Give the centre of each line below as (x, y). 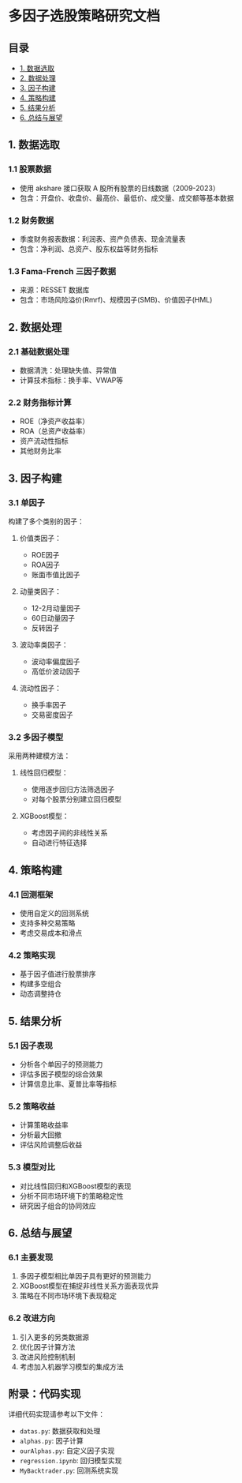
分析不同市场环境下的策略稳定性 (71, 1196)
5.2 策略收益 (32, 1106)
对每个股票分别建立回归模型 (76, 799)
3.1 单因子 (27, 502)
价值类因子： (40, 538)
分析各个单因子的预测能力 (61, 1064)
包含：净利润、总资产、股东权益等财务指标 (89, 249)
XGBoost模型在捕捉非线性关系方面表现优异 (89, 1286)
